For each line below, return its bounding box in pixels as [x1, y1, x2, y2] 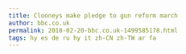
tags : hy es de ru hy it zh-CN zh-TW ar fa [8, 33, 157, 42]
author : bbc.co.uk [8, 19, 70, 27]
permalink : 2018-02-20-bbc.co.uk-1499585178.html [8, 26, 179, 34]
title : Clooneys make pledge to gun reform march [8, 11, 179, 20]
